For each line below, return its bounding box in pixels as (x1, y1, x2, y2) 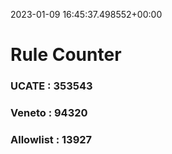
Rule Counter (10, 44, 122, 66)
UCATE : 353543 (10, 79, 93, 93)
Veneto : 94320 (10, 106, 88, 120)
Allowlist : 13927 (10, 132, 93, 146)
